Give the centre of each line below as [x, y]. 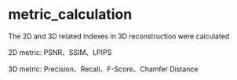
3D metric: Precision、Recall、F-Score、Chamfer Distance [103, 69]
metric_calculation [70, 15]
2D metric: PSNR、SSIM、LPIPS [60, 52]
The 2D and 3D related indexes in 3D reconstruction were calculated [119, 36]
